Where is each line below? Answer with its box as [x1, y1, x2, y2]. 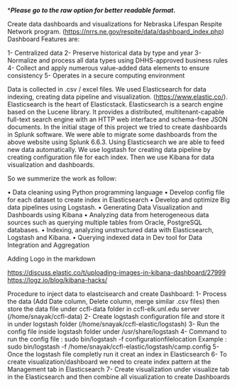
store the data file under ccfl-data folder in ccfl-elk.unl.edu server [7, 305, 200, 313]
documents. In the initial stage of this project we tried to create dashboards [7, 123, 227, 131]
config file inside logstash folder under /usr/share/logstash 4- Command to [7, 327, 227, 336]
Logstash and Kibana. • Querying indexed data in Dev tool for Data [7, 234, 203, 241]
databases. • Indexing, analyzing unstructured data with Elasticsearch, [7, 226, 214, 234]
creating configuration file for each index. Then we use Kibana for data [7, 153, 215, 161]
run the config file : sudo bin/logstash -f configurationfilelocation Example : [7, 335, 227, 343]
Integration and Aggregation [7, 241, 90, 249]
